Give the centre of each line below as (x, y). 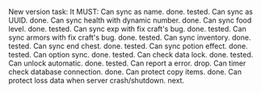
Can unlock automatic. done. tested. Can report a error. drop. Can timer (127, 63)
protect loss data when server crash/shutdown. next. (96, 80)
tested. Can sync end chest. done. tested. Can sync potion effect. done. (128, 46)
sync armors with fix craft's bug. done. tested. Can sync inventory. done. (130, 37)
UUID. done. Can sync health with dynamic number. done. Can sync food (130, 20)
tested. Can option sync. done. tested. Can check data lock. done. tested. (131, 55)
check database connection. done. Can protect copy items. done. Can (125, 72)
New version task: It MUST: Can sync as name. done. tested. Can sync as (130, 12)
